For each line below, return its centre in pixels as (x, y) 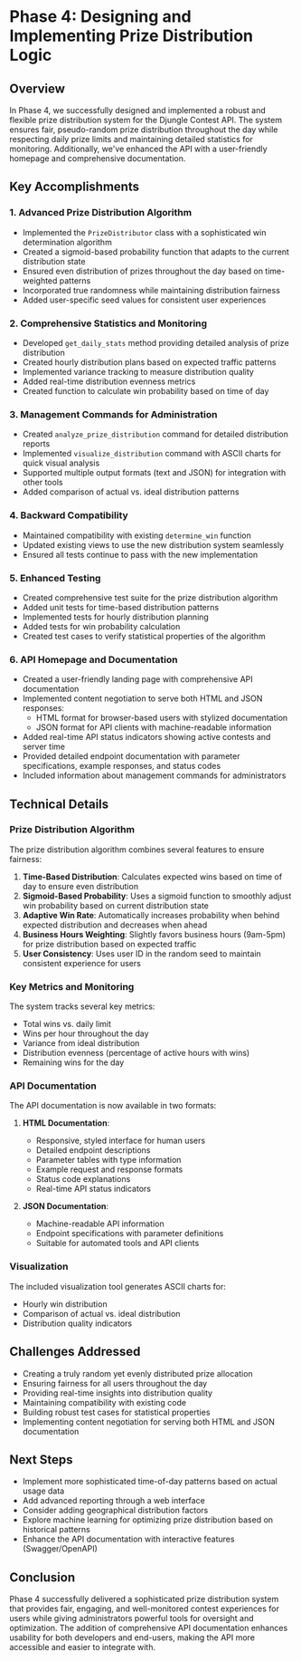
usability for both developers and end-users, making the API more (132, 1637)
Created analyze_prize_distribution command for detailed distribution (155, 434)
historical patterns (56, 1530)
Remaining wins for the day (73, 1062)
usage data (43, 1491)
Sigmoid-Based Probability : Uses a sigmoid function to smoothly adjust (157, 896)
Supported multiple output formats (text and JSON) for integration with (154, 473)
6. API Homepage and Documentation (94, 659)
